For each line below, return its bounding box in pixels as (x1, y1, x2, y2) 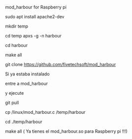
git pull (5, 100, 19, 105)
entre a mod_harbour (5, 81, 48, 86)
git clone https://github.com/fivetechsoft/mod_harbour (5, 62, 116, 67)
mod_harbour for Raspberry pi (5, 4, 66, 10)
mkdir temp (5, 23, 29, 29)
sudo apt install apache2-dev (5, 14, 65, 19)
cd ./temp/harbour (5, 119, 43, 125)
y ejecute (5, 90, 24, 96)
